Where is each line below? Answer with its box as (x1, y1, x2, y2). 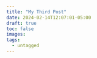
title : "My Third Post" (6, 8, 67, 15)
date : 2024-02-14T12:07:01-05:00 (6, 14, 92, 21)
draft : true (6, 20, 37, 26)
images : (6, 31, 26, 37)
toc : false (6, 25, 34, 32)
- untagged (12, 43, 40, 49)
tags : (6, 37, 20, 43)
